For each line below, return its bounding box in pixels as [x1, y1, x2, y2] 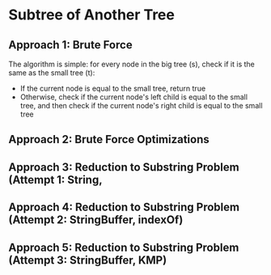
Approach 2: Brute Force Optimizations [8, 133, 210, 146]
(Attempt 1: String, [8, 172, 103, 187]
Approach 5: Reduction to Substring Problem [8, 240, 239, 254]
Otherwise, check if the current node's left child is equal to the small [19, 92, 248, 102]
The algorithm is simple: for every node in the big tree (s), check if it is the [8, 59, 255, 69]
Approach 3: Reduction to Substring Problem [8, 160, 240, 174]
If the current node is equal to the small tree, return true [19, 83, 206, 93]
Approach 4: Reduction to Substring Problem [8, 201, 240, 214]
